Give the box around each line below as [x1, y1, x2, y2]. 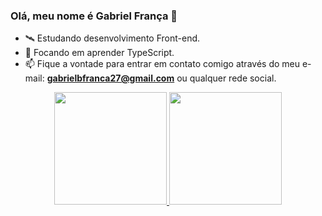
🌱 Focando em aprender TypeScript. [24, 47, 175, 59]
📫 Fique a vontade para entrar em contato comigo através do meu [24, 58, 300, 70]
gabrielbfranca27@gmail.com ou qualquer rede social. [46, 72, 277, 84]
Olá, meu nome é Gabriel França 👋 [10, 9, 178, 23]
